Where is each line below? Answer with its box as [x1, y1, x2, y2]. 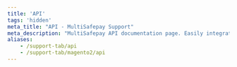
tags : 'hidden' [7, 17, 52, 24]
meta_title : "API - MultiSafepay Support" [7, 23, 134, 30]
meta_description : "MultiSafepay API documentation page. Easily [7, 29, 203, 37]
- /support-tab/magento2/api [20, 50, 106, 57]
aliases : [7, 36, 33, 43]
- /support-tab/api [20, 43, 78, 50]
